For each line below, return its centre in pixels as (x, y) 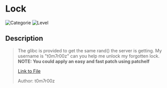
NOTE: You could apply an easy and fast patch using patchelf (83, 61)
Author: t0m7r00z (36, 80)
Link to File (29, 71)
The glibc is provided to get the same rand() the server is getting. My (90, 50)
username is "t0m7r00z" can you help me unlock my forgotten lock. (89, 56)
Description (24, 38)
